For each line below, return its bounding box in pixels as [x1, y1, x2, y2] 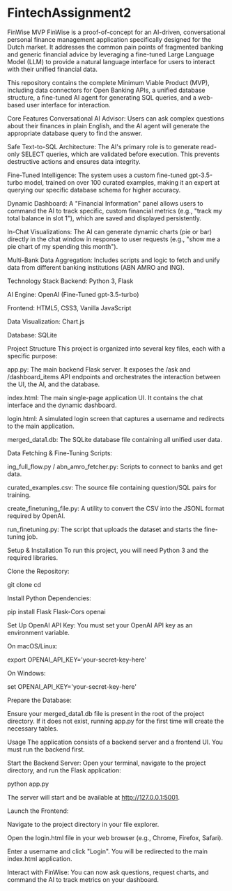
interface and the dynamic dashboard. [7, 401, 117, 409]
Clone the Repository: [7, 567, 70, 575]
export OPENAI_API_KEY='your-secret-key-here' [7, 655, 147, 664]
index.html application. [7, 854, 72, 862]
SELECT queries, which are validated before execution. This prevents [20, 150, 220, 158]
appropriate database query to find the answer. [7, 129, 143, 137]
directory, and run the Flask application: [7, 766, 122, 775]
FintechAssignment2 [7, 5, 132, 21]
